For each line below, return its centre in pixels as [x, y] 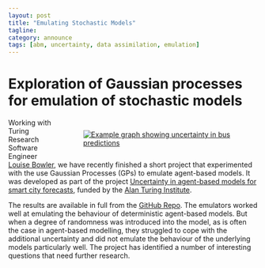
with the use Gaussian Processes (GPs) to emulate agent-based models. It [129, 173]
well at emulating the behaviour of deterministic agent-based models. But [128, 213]
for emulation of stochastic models [125, 101]
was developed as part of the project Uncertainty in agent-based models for [132, 182]
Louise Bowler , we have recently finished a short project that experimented [131, 165]
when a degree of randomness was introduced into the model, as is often [127, 222]
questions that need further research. [69, 256]
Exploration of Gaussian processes [125, 84]
